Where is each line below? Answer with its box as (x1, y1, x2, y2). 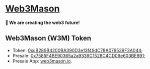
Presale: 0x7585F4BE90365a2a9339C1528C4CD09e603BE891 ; (12, 52, 145, 58)
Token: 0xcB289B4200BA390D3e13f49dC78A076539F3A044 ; (12, 47, 143, 53)
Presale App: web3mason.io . (12, 58, 72, 64)
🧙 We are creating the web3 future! (5, 19, 80, 25)
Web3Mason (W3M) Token (5, 34, 92, 42)
